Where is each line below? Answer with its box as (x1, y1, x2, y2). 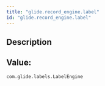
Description (6, 37, 52, 47)
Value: (6, 58, 32, 68)
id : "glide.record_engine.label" (6, 15, 92, 21)
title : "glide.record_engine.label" (6, 8, 100, 15)
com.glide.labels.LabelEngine (6, 73, 84, 79)
